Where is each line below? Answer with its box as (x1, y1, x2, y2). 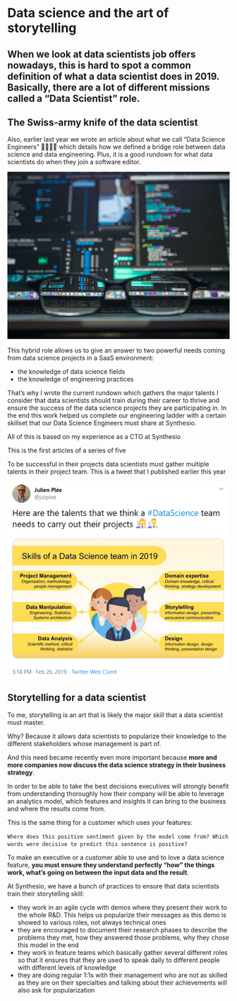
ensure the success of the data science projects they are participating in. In (7, 404, 227, 412)
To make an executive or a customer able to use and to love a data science (7, 853, 224, 862)
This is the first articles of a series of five (7, 446, 126, 454)
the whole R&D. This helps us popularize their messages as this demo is (17, 910, 227, 919)
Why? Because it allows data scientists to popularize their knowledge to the (7, 731, 227, 740)
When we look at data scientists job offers (7, 48, 196, 60)
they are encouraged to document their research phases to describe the (17, 925, 228, 934)
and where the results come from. (7, 804, 106, 813)
